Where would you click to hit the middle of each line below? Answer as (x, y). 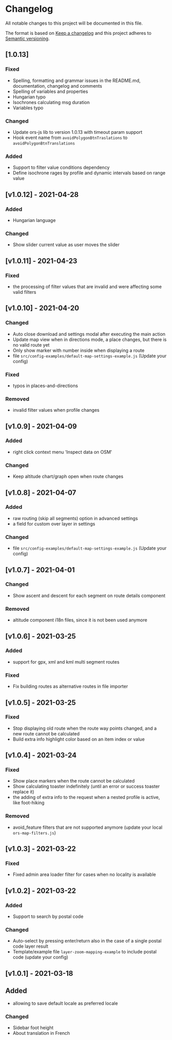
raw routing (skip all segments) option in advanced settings (75, 518)
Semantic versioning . (28, 38)
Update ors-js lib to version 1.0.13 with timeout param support (77, 132)
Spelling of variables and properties (50, 91)
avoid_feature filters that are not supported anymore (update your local (88, 827)
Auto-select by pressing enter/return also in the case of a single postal (87, 941)
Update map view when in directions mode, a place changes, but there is (90, 339)
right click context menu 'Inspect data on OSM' (62, 452)
